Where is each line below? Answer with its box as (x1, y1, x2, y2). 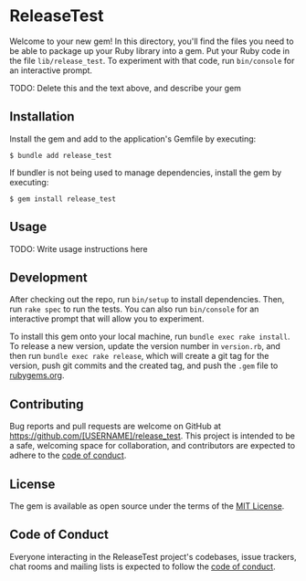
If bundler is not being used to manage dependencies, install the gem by (9, 166, 282, 178)
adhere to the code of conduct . (9, 449, 127, 461)
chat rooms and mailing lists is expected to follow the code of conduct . (9, 561, 276, 572)
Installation (9, 109, 75, 124)
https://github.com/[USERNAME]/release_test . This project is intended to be (9, 430, 295, 441)
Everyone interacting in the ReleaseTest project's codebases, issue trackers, (9, 551, 297, 562)
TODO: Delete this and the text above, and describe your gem (9, 82, 242, 93)
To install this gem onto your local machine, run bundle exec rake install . (9, 331, 290, 343)
